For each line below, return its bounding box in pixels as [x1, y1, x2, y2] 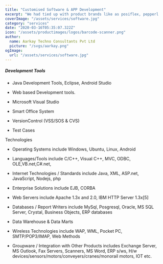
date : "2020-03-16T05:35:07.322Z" [5, 25, 76, 30]
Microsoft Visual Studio [12, 99, 60, 105]
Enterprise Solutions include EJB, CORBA [12, 185, 95, 191]
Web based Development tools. [12, 89, 76, 95]
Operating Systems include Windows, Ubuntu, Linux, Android [12, 146, 136, 152]
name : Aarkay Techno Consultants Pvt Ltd [9, 39, 95, 44]
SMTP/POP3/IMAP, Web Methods [12, 233, 80, 240]
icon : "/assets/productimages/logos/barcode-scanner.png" [5, 30, 126, 35]
